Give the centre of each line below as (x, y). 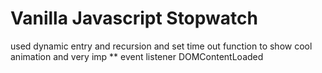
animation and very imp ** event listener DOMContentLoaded (137, 56)
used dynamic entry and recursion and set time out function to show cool (161, 46)
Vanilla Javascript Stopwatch (134, 18)
